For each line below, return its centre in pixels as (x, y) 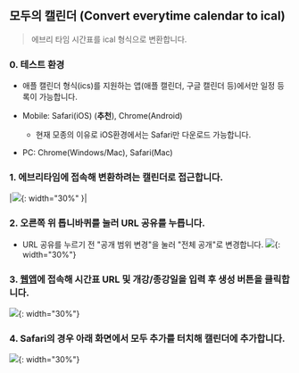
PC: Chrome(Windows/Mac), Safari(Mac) (97, 153)
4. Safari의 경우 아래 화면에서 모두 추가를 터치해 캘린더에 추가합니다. (147, 338)
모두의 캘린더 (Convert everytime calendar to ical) (147, 16)
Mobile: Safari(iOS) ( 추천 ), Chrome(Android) (102, 116)
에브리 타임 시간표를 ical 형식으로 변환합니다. (109, 39)
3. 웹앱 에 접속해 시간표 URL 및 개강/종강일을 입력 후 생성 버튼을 (136, 279)
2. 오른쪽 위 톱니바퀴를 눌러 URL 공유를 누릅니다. (107, 223)
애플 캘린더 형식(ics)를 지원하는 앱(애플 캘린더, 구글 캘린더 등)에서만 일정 (148, 86)
